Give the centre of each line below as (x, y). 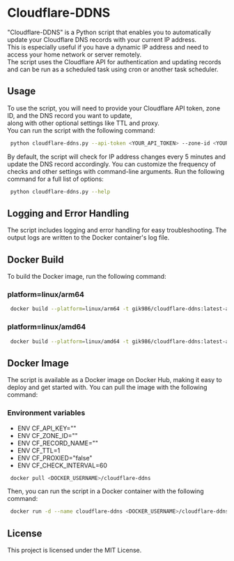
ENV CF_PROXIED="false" (55, 458)
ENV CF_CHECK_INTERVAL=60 (62, 465)
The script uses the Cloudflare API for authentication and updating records (114, 61)
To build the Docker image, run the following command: (87, 277)
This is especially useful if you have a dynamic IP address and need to (108, 47)
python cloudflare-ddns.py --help (60, 191)
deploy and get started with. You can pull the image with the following (107, 387)
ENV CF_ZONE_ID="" (47, 435)
